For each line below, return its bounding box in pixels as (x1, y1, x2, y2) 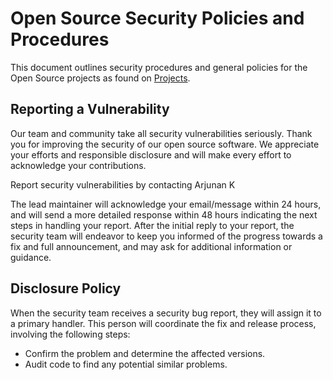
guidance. (10, 251, 52, 263)
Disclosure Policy (10, 280, 122, 297)
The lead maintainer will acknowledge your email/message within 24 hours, (10, 198, 322, 210)
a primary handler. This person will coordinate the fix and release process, (10, 317, 317, 329)
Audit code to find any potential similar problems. (24, 358, 228, 370)
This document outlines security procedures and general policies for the (10, 61, 308, 73)
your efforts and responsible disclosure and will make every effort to (10, 148, 292, 161)
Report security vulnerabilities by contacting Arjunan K (10, 178, 236, 191)
